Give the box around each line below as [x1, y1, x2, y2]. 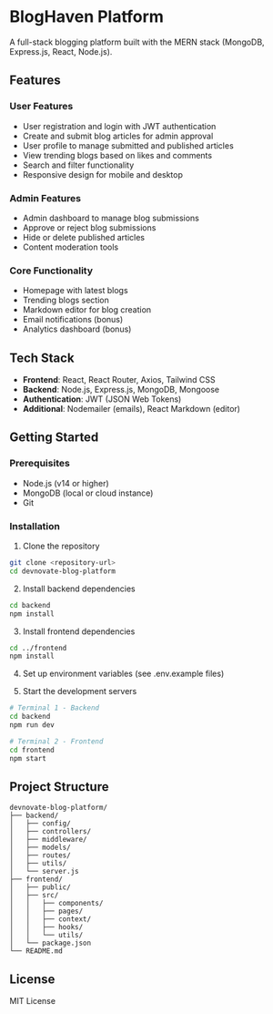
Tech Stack [9, 350, 75, 365]
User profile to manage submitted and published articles [22, 139, 234, 151]
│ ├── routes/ [9, 851, 71, 860]
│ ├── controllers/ [9, 827, 92, 836]
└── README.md [9, 947, 64, 956]
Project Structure [9, 779, 109, 794]
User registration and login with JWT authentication [22, 120, 217, 131]
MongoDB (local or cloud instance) [22, 487, 154, 498]
